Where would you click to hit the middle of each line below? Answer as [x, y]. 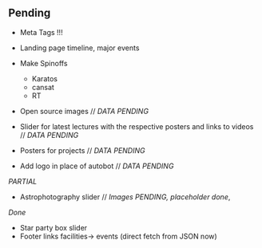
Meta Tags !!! [41, 32]
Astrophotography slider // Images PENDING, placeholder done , [125, 197]
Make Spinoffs [44, 63]
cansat [43, 87]
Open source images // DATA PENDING [84, 111]
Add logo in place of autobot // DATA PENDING [97, 166]
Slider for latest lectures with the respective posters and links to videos [137, 126]
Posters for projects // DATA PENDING [82, 150]
